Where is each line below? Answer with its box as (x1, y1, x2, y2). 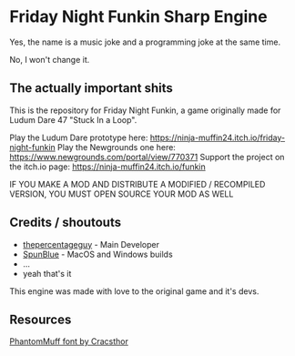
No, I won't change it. (9, 54, 90, 65)
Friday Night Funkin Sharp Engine (9, 6, 268, 27)
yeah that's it (22, 268, 72, 279)
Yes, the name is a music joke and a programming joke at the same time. (9, 36, 280, 47)
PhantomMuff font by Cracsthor (9, 336, 129, 347)
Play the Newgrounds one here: (57, 141, 176, 152)
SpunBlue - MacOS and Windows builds (22, 249, 173, 259)
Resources (9, 311, 72, 327)
